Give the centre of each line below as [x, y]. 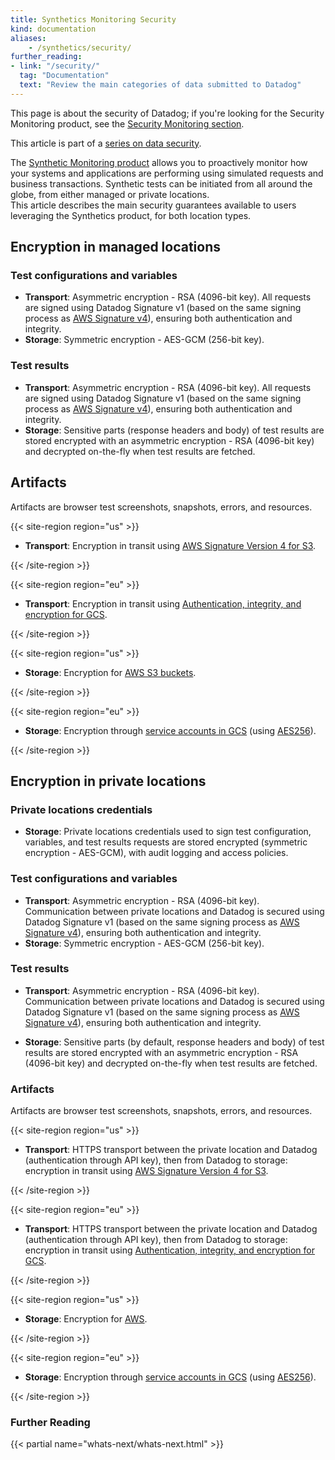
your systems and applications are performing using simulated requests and [167, 173]
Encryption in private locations [108, 781]
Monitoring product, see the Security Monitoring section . [127, 123]
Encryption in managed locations [116, 247]
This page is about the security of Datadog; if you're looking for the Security [167, 113]
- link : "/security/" [55, 66]
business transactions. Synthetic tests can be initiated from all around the [161, 183]
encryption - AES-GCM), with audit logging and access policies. [156, 853]
